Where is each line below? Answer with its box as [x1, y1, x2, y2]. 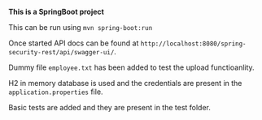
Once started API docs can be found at [8, 38, 139, 48]
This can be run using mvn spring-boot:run [8, 23, 153, 32]
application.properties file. [8, 87, 103, 96]
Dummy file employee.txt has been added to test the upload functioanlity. [8, 62, 255, 72]
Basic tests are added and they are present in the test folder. [8, 103, 212, 112]
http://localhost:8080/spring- [140, 40, 247, 48]
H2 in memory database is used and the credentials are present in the [8, 79, 242, 88]
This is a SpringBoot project [8, 7, 104, 16]
